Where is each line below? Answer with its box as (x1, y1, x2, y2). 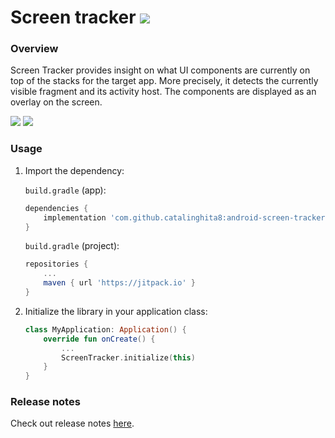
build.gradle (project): (24, 240, 120, 252)
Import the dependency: (24, 164, 125, 176)
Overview (10, 42, 59, 56)
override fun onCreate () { (43, 334, 156, 344)
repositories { (24, 259, 89, 270)
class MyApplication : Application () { (24, 324, 187, 335)
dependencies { (24, 203, 89, 213)
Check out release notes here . (10, 417, 135, 430)
